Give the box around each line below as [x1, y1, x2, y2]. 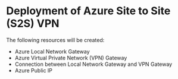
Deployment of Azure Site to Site [6, 4, 171, 18]
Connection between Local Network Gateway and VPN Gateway [14, 61, 173, 68]
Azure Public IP [14, 67, 52, 74]
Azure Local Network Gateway [14, 48, 90, 55]
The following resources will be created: [6, 36, 105, 43]
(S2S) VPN [6, 17, 60, 30]
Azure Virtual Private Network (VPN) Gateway [14, 54, 127, 61]
